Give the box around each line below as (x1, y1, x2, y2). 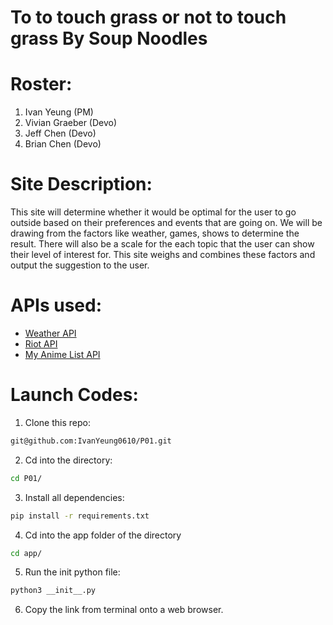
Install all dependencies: (24, 491, 125, 503)
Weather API (24, 327, 77, 339)
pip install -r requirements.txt (10, 511, 150, 521)
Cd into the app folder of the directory (24, 529, 182, 541)
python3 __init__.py (10, 586, 97, 596)
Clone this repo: (24, 416, 91, 428)
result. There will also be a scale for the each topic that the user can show (10, 238, 315, 250)
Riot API (24, 338, 58, 350)
